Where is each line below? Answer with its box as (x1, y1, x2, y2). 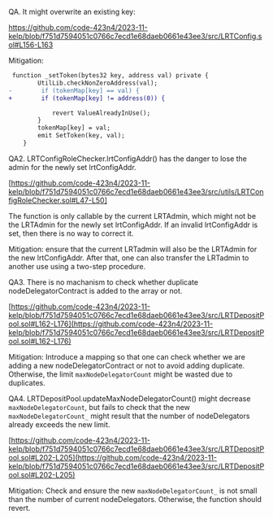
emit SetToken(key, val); (37, 132, 126, 140)
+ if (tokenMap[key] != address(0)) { (8, 94, 165, 102)
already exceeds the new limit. (8, 419, 110, 430)
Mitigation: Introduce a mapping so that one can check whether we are (8, 351, 245, 361)
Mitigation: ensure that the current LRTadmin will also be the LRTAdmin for (8, 244, 258, 254)
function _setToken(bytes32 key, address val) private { (11, 72, 209, 80)
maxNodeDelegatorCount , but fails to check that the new (8, 402, 191, 412)
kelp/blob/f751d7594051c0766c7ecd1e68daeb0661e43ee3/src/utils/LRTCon (8, 186, 264, 196)
